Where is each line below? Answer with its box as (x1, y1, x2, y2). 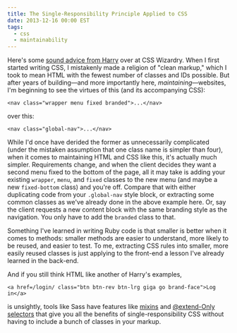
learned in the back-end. (7, 257, 79, 265)
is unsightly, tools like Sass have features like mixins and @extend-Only (7, 303, 215, 311)
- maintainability (13, 37, 68, 44)
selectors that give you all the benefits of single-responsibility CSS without (7, 310, 224, 318)
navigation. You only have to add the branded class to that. (7, 213, 176, 222)
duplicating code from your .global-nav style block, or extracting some (7, 190, 214, 199)
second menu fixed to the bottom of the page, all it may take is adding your (7, 168, 226, 176)
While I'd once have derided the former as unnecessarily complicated (7, 138, 209, 147)
